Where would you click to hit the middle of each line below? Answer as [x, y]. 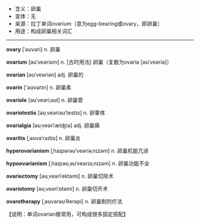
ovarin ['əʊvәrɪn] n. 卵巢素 [39, 87]
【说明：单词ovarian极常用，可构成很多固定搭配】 [68, 214]
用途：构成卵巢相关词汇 [43, 31]
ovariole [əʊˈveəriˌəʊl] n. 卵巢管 [45, 100]
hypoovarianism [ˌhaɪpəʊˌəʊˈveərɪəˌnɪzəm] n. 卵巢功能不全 [78, 163]
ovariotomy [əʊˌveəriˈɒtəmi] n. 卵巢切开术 [57, 189]
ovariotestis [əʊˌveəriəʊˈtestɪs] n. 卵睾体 [56, 113]
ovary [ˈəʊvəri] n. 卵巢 [33, 49]
